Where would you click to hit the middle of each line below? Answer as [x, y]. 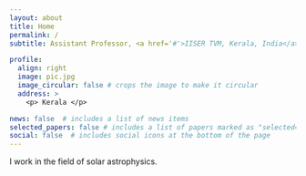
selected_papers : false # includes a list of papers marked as [132, 127]
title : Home [32, 26]
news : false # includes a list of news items [99, 119]
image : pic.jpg [46, 77]
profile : [26, 60]
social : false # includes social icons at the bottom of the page [140, 136]
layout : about [36, 18]
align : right [42, 68]
